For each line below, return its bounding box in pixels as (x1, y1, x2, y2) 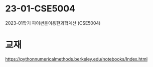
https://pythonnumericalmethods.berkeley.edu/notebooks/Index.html (5, 56, 148, 62)
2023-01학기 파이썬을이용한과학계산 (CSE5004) (5, 20, 101, 26)
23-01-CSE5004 (5, 3, 76, 14)
